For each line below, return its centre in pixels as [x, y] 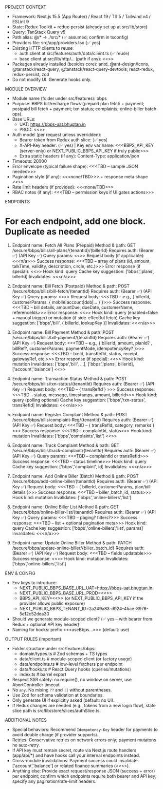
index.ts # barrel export [43, 674]
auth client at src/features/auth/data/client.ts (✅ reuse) [74, 53]
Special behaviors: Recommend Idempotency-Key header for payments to [85, 729]
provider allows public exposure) [52, 603]
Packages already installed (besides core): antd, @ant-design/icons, [81, 64]
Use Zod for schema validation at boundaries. [58, 695]
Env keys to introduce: [35, 582]
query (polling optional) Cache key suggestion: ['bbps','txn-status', [79, 400]
